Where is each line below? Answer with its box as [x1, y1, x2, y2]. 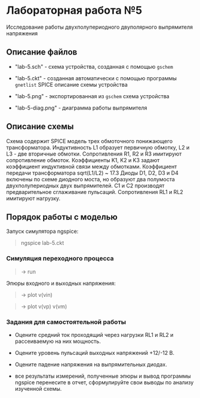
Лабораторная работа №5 [6, 4, 143, 17]
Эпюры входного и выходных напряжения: [6, 279, 116, 287]
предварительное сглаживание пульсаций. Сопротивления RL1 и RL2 [6, 188, 183, 195]
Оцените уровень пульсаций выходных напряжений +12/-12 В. [14, 349, 175, 356]
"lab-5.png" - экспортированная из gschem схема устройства [14, 92, 170, 99]
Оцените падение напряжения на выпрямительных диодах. [14, 360, 167, 368]
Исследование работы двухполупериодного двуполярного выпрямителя [6, 23, 193, 31]
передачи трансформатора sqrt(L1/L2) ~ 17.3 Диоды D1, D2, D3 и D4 [6, 169, 179, 177]
